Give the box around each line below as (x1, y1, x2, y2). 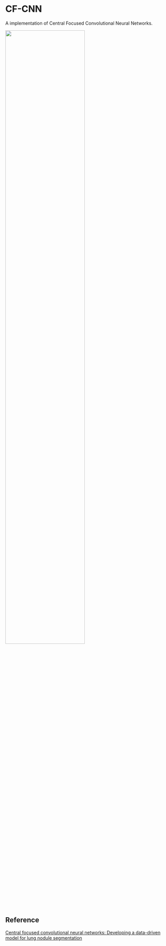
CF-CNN (5, 3, 42, 15)
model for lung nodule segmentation (5, 935, 82, 941)
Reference (5, 916, 40, 924)
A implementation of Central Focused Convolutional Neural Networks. (5, 20, 153, 26)
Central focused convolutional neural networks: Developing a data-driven (5, 929, 161, 935)
